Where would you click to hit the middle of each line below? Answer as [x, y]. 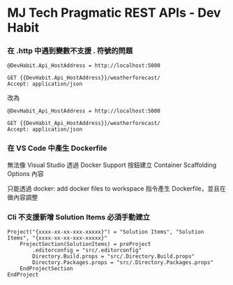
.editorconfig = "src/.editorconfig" [87, 250]
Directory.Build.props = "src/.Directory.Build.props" [114, 256]
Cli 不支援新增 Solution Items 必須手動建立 [78, 217]
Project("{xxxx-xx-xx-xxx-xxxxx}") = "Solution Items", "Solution [106, 232]
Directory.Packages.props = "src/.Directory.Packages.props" [123, 263]
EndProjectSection [46, 269]
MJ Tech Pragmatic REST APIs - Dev [114, 13]
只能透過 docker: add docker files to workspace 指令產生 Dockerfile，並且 [113, 188]
